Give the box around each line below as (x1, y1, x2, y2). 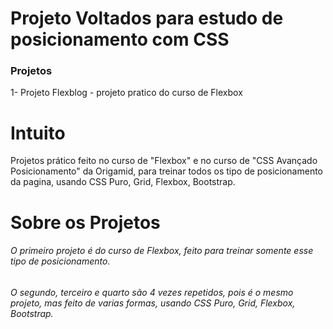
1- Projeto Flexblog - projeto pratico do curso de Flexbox (10, 87, 243, 99)
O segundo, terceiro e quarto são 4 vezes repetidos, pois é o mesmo (10, 286, 294, 298)
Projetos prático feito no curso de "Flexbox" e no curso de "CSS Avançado (10, 155, 318, 167)
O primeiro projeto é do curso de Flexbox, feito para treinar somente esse (10, 245, 314, 257)
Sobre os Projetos (10, 211, 161, 234)
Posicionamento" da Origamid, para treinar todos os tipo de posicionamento (10, 165, 324, 177)
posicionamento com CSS (10, 28, 230, 51)
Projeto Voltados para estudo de (10, 7, 284, 30)
